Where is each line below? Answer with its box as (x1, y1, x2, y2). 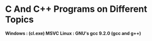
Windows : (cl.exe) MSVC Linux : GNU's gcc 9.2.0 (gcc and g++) (5, 30, 141, 36)
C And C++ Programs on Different (5, 3, 148, 15)
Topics (5, 14, 34, 25)
